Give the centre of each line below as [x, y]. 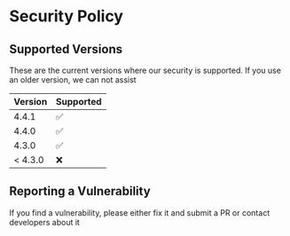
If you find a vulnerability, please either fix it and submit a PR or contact [140, 212]
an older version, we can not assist [73, 80]
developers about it [44, 222]
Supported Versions [66, 49]
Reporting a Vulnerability [80, 191]
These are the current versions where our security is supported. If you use [145, 70]
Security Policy [67, 16]
